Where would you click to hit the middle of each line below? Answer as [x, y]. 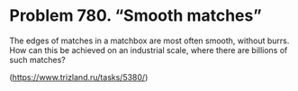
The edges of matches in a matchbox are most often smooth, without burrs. [149, 41]
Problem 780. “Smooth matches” [136, 16]
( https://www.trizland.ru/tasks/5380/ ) [79, 77]
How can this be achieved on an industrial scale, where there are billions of [149, 50]
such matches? [37, 59]
